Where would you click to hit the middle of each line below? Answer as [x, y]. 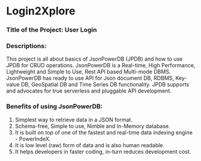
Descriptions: [26, 46]
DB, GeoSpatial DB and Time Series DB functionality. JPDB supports [105, 85]
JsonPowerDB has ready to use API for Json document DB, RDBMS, [90, 78]
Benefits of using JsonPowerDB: [55, 106]
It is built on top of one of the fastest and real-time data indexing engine [104, 132]
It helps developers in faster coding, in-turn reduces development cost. [103, 151]
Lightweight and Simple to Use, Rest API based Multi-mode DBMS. [88, 72]
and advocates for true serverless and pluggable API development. [89, 91]
